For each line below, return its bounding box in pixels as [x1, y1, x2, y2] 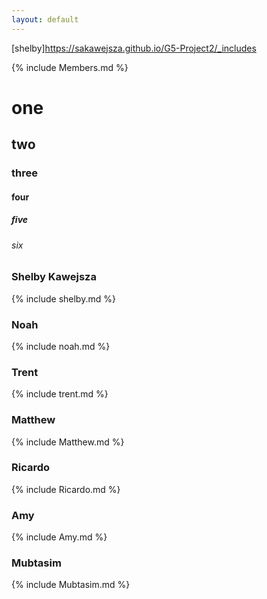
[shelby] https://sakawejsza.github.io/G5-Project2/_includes [11, 42, 257, 54]
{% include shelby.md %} [11, 292, 116, 305]
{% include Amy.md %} [11, 531, 108, 543]
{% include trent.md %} [11, 388, 109, 400]
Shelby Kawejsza [11, 270, 97, 284]
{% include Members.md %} [11, 61, 129, 73]
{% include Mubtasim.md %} [11, 579, 131, 591]
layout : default [11, 14, 79, 25]
